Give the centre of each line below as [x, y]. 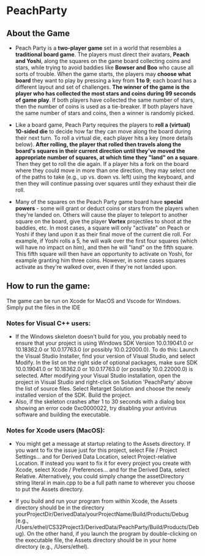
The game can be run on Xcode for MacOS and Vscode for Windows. [94, 301]
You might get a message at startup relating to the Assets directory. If [103, 444]
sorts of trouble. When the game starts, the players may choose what [103, 74]
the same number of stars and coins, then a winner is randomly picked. [105, 113]
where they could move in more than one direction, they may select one [106, 170]
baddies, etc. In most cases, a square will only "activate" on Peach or [102, 228]
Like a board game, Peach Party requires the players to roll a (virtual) [103, 125]
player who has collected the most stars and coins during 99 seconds [106, 93]
